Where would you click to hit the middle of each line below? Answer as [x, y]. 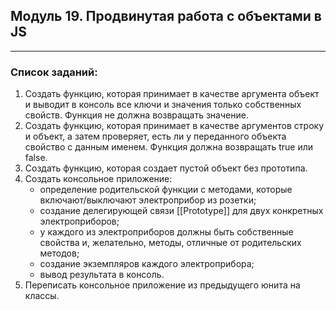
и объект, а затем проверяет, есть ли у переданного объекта [155, 136]
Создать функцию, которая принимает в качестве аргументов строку [174, 126]
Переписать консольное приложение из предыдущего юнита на [162, 285]
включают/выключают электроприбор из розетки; [148, 200]
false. [36, 158]
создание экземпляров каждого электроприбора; [147, 264]
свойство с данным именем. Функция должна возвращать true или [169, 147]
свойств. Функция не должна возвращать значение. [136, 115]
